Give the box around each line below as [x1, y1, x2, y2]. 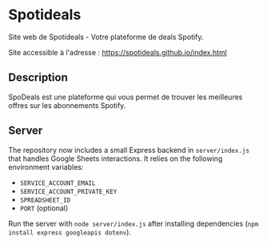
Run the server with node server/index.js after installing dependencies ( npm [8, 219, 259, 228]
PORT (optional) [19, 203, 69, 213]
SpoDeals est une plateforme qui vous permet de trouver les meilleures [8, 92, 243, 102]
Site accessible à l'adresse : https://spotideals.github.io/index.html [8, 47, 228, 57]
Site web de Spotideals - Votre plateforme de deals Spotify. [8, 32, 204, 42]
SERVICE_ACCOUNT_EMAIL [19, 179, 96, 187]
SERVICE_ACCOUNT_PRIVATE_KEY [19, 187, 118, 195]
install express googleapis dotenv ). [8, 227, 132, 237]
